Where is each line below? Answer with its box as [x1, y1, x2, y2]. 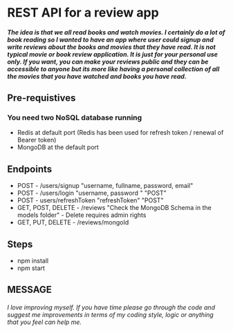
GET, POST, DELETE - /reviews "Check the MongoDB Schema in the [17, 204, 212, 212]
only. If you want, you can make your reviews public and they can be [7, 57, 209, 66]
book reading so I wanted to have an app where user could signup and [7, 35, 214, 44]
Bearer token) [17, 136, 57, 144]
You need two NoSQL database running [7, 113, 142, 122]
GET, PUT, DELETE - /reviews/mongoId [17, 218, 129, 227]
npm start [17, 264, 45, 272]
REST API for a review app [7, 5, 159, 21]
